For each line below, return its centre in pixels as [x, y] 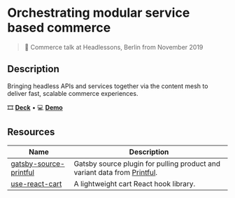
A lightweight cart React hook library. [135, 183]
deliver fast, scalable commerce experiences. [73, 93]
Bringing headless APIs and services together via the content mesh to [108, 86]
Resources [31, 132]
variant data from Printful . [116, 172]
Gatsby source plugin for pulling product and [147, 164]
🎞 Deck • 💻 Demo [35, 107]
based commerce [59, 28]
